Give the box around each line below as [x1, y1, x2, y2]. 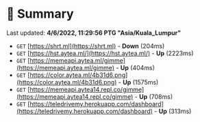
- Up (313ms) [154, 107, 192, 115]
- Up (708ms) [134, 92, 173, 101]
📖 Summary [6, 6, 74, 22]
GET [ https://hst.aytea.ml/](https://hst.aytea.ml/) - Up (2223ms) [16, 49, 194, 57]
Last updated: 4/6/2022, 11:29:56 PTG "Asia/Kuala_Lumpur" [6, 29, 182, 37]
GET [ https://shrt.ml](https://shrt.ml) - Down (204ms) [16, 42, 165, 50]
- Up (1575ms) [118, 78, 159, 86]
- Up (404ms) [115, 63, 155, 72]
